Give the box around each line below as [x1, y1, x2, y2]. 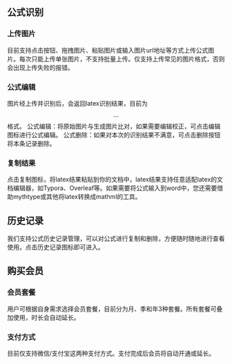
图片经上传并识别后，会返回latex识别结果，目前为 [7, 99, 148, 107]
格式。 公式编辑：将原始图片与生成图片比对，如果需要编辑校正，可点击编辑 [7, 122, 221, 130]
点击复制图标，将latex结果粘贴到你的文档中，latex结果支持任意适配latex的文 [7, 175, 223, 184]
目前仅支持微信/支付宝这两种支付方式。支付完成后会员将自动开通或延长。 [7, 349, 215, 358]
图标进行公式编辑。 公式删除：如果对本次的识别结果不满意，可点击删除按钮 [7, 131, 221, 139]
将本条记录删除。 [7, 139, 56, 147]
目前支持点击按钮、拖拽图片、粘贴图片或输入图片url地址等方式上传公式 [7, 46, 209, 54]
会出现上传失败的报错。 [7, 63, 74, 71]
